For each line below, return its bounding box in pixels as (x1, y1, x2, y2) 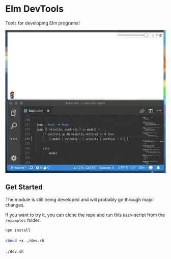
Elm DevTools (5, 3, 64, 15)
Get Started (5, 183, 43, 192)
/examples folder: (5, 217, 41, 223)
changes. (5, 202, 25, 208)
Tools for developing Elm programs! (5, 20, 80, 26)
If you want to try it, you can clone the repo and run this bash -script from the (5, 212, 165, 218)
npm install (5, 227, 31, 232)
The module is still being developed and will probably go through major (5, 196, 154, 202)
